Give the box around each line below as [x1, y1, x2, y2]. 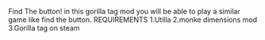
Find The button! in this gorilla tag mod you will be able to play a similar [8, 7, 240, 16]
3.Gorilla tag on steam [8, 24, 80, 32]
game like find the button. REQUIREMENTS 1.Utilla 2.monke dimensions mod [8, 15, 258, 24]
